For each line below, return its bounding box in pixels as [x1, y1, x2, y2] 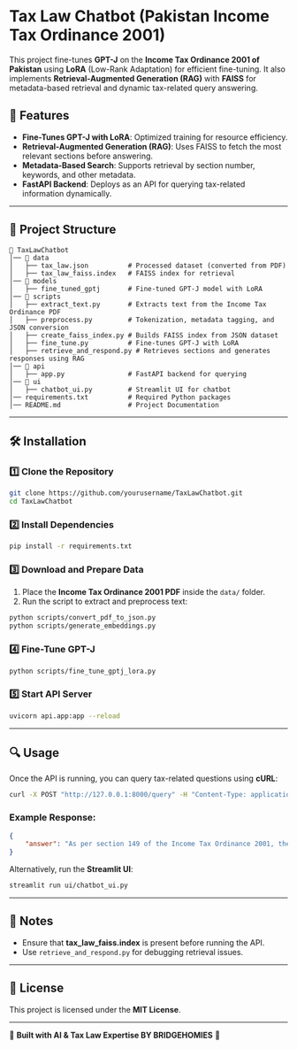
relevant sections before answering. [21, 150, 153, 161]
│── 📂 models [9, 276, 57, 285]
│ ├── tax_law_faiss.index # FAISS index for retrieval [9, 268, 236, 278]
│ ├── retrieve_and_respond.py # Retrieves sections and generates [9, 346, 271, 355]
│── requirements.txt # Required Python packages [9, 392, 232, 402]
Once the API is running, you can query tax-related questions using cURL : [9, 773, 278, 784]
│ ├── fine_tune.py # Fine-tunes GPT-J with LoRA [9, 338, 240, 347]
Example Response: [9, 812, 96, 824]
